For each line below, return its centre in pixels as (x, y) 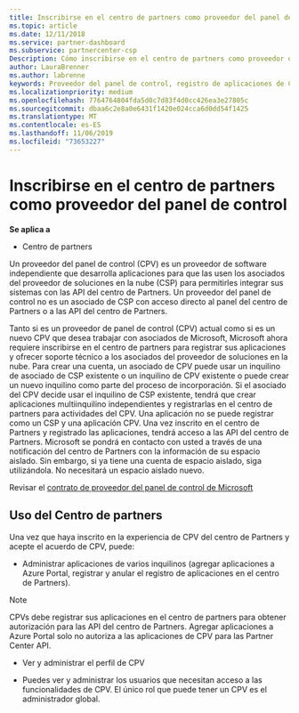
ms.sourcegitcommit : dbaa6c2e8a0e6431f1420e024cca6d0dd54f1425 (129, 109)
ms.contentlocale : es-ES (55, 126)
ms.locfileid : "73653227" (57, 142)
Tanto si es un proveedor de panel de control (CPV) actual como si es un (142, 328)
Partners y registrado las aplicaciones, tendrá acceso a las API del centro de (149, 432)
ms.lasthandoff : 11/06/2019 (61, 134)
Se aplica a (30, 229)
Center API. (30, 645)
